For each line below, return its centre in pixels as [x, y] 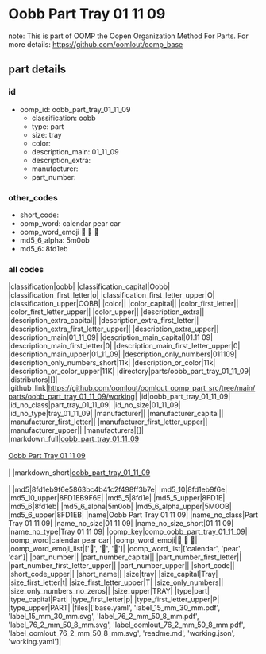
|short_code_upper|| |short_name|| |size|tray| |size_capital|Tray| [113, 574]
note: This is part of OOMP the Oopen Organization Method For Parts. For [128, 36]
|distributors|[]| [33, 380]
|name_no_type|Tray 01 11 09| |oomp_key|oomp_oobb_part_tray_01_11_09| [128, 532]
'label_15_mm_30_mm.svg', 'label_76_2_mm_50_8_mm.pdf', [104, 617]
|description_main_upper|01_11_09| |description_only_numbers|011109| [123, 354]
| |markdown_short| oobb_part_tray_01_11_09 [79, 473]
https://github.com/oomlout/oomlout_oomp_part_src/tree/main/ [152, 388]
